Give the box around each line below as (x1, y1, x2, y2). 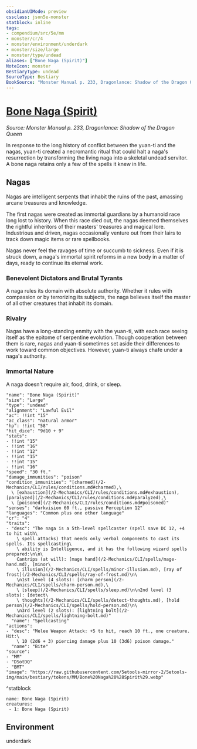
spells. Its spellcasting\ (6, 541, 72, 547)
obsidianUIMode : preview (6, 8, 67, 15)
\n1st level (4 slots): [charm (16, 577, 93, 582)
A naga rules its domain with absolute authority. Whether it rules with (6, 287, 173, 294)
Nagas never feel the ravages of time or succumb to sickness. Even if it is (6, 247, 184, 254)
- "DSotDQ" (6, 659, 33, 665)
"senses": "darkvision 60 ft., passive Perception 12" (6, 505, 143, 511)
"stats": (6, 433, 28, 439)
